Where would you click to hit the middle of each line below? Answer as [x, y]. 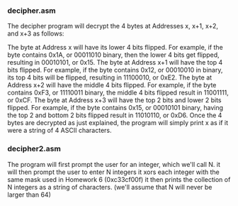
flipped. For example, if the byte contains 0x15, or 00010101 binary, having [115, 108]
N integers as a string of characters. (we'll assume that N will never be [110, 187]
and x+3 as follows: [36, 33]
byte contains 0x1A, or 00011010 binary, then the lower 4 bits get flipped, [113, 55]
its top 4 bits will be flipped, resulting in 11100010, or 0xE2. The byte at [110, 77]
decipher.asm [32, 11]
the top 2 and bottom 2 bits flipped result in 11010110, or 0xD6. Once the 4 [115, 115]
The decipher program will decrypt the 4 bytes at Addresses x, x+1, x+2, [113, 26]
